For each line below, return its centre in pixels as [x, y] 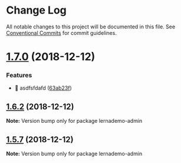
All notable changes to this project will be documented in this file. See [91, 27]
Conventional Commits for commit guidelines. [61, 32]
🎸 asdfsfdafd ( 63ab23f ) [43, 88]
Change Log [36, 10]
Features [19, 76]
